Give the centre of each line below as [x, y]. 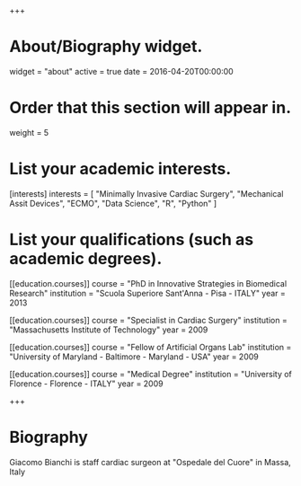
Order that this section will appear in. [150, 108]
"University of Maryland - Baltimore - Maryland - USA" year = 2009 [134, 357]
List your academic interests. [120, 169]
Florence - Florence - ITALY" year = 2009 [86, 384]
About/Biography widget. [106, 47]
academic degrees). [86, 259]
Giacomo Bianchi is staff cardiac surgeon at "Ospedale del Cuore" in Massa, [150, 462]
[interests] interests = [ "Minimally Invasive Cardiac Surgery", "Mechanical [146, 193]
